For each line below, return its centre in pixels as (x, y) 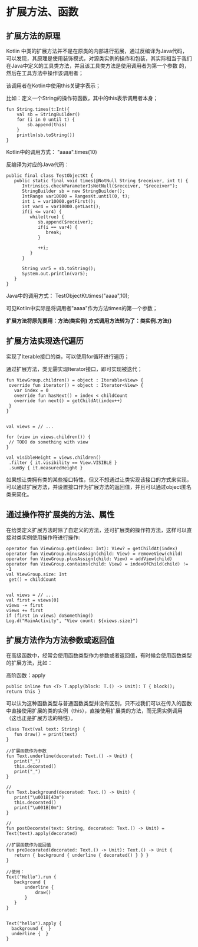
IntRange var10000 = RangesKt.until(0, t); (76, 196)
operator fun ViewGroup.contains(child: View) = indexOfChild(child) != (97, 564)
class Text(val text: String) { (46, 729)
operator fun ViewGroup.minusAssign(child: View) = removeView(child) (95, 554)
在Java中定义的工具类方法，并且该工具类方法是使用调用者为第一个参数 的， (98, 66)
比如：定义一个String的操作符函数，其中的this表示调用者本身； (82, 98)
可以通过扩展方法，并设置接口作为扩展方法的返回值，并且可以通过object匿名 (99, 486)
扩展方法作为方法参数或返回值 (60, 640)
